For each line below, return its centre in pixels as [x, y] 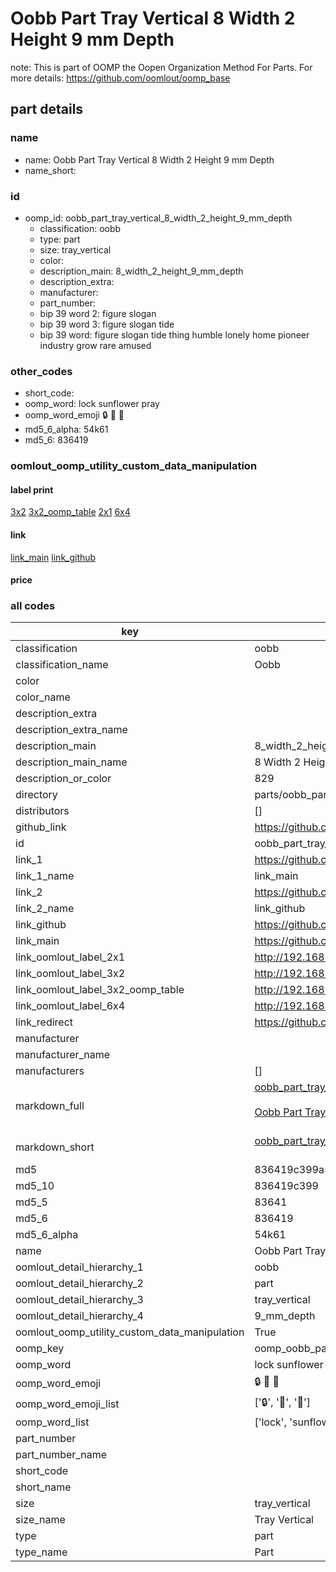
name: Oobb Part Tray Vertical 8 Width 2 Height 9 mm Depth [149, 159]
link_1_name [45, 876]
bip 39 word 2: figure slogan [98, 313]
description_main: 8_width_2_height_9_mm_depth [141, 271]
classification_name [62, 665]
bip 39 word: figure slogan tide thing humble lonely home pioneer [174, 334]
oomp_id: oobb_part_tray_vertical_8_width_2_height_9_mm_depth [158, 218]
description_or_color [63, 779]
